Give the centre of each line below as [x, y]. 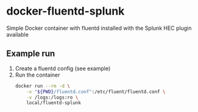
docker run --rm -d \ [43, 86]
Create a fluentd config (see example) [63, 68]
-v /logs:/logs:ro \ [52, 97]
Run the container [37, 75]
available [18, 34]
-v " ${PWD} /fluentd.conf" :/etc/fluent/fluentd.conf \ [96, 92]
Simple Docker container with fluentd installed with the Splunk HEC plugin [99, 28]
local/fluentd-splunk [54, 103]
